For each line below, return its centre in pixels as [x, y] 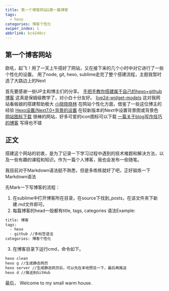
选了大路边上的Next [26, 81]
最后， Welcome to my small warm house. [49, 283]
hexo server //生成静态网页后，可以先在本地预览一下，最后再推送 [66, 268]
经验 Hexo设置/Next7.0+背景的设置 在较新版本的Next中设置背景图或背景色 [82, 110]
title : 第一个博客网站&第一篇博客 [37, 10]
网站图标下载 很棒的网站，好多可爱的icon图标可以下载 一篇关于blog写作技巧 [84, 116]
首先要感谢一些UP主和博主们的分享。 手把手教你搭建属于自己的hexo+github [84, 91]
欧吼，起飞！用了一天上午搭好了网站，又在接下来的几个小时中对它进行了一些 [84, 68]
